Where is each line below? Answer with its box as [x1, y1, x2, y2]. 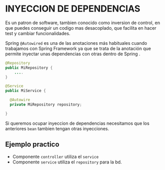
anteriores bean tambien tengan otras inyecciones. [5, 125, 109, 131]
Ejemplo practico [5, 140, 59, 149]
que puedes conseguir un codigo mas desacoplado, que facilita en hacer [5, 25, 157, 31]
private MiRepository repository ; [10, 102, 82, 107]
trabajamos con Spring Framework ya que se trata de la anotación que [5, 45, 151, 51]
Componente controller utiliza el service [12, 153, 99, 159]
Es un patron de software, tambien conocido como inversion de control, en [5, 20, 160, 26]
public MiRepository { [5, 65, 53, 70]
